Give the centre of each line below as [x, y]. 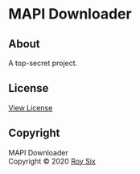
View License [31, 108]
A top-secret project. [43, 63]
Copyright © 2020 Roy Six [52, 161]
